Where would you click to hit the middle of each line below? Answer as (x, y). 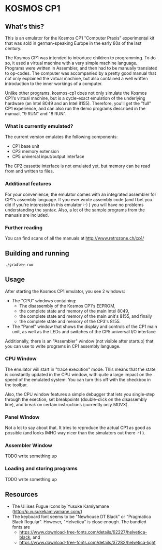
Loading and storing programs (41, 468)
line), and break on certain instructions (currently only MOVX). (67, 404)
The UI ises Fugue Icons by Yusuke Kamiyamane (60, 506)
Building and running (37, 253)
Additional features (28, 184)
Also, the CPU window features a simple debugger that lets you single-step (80, 394)
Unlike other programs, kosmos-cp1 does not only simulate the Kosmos (76, 93)
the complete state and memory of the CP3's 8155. (70, 321)
